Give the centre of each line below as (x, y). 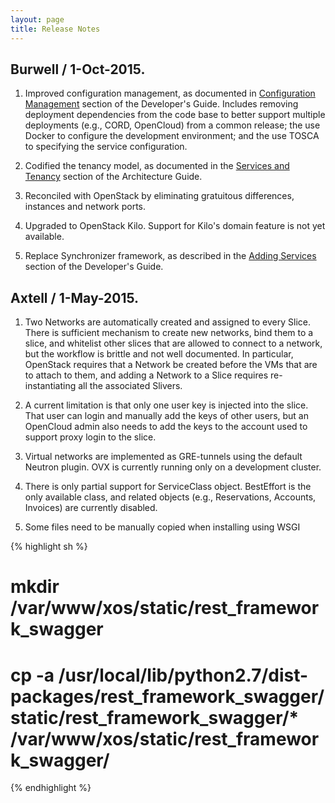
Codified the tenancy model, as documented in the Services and (157, 166)
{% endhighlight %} (51, 788)
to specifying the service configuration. (106, 147)
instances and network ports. (85, 207)
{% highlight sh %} (49, 547)
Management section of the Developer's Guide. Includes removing (161, 104)
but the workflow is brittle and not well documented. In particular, (159, 354)
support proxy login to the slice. (90, 437)
